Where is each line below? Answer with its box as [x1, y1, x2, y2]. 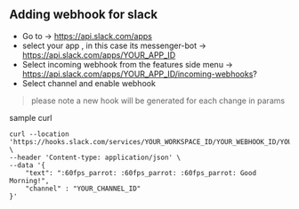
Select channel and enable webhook [21, 77, 156, 88]
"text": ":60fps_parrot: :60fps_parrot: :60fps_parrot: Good [25, 168, 256, 177]
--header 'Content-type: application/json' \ [9, 153, 181, 162]
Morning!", [9, 176, 50, 185]
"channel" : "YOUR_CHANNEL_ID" [25, 184, 141, 193]
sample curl [9, 112, 53, 123]
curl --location [9, 129, 69, 139]
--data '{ [9, 160, 46, 170]
